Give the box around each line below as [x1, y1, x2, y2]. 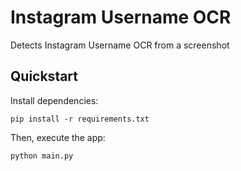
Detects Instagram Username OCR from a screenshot [10, 39, 230, 51]
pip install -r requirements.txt [10, 114, 150, 124]
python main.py [10, 151, 74, 161]
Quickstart [10, 68, 79, 85]
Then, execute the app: [10, 131, 106, 143]
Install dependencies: [10, 94, 99, 106]
